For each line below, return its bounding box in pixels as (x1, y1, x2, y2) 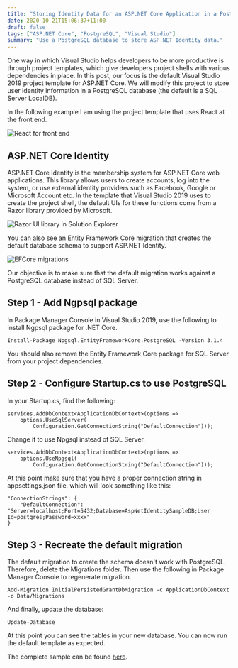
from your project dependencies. (7, 356, 104, 366)
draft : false (7, 23, 46, 31)
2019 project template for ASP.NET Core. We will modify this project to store (7, 79, 229, 87)
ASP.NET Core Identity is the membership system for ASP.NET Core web (7, 168, 220, 177)
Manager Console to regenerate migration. (7, 573, 132, 581)
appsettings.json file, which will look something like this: (7, 481, 171, 490)
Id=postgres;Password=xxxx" (7, 513, 91, 520)
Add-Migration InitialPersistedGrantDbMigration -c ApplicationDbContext (7, 586, 230, 593)
